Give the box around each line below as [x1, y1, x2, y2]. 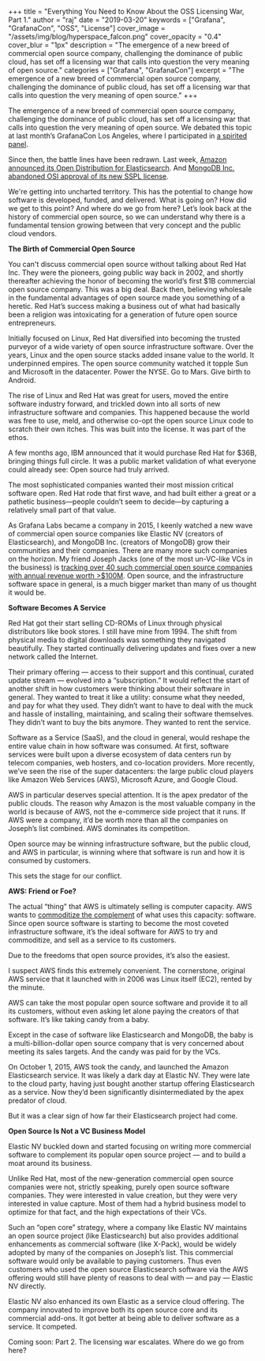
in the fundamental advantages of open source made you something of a [8, 293, 245, 303]
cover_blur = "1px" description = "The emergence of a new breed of [8, 40, 230, 50]
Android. [8, 375, 36, 385]
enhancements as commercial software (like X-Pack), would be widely [8, 1239, 237, 1249]
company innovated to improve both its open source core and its [8, 1305, 218, 1314]
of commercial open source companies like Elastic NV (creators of [8, 529, 223, 538]
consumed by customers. [8, 856, 91, 865]
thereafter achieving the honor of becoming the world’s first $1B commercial [8, 276, 256, 285]
